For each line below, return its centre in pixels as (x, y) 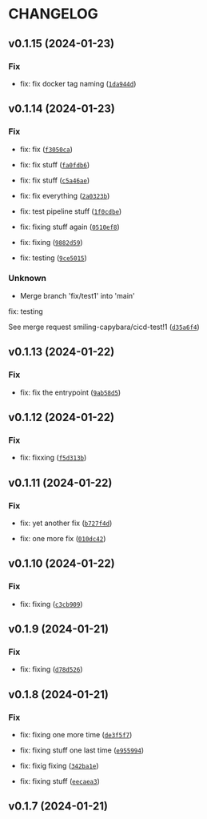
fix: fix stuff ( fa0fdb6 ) (55, 164)
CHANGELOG (53, 14)
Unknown (27, 279)
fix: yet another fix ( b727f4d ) (66, 523)
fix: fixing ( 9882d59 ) (51, 242)
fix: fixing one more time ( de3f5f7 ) (76, 734)
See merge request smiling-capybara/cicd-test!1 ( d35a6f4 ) (104, 327)
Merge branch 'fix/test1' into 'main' (77, 295)
